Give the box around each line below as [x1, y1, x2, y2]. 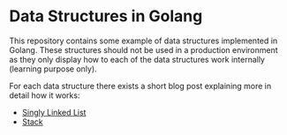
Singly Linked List [21, 107, 87, 117]
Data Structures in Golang [9, 6, 203, 26]
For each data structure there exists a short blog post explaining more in [9, 80, 272, 91]
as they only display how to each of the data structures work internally [9, 54, 265, 64]
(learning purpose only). [9, 64, 97, 74]
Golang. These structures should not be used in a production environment [9, 44, 278, 55]
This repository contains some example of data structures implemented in [9, 35, 278, 46]
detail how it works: [9, 90, 80, 101]
